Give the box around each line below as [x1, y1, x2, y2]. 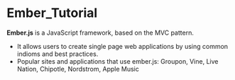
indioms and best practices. [16, 50, 99, 58]
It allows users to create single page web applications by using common [16, 42, 229, 50]
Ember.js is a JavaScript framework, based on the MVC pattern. [6, 28, 195, 37]
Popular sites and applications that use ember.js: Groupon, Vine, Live [16, 57, 219, 65]
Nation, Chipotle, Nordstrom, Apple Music [16, 64, 139, 73]
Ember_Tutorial [6, 5, 98, 21]
